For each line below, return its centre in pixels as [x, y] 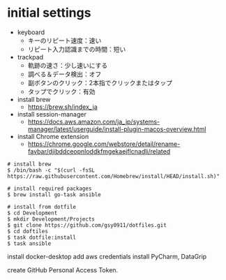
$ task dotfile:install [42, 237]
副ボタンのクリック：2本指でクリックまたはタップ [100, 82]
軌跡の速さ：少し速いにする [68, 65]
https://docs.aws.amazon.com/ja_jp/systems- [94, 121]
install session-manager [52, 114]
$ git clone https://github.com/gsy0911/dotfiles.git [87, 225]
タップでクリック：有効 [61, 91]
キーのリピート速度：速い [65, 40]
